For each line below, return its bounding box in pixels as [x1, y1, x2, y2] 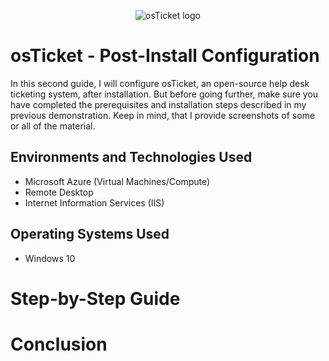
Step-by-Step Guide [10, 287, 181, 310]
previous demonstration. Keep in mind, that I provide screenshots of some [10, 109, 316, 121]
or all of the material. [10, 120, 96, 132]
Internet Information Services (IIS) [24, 196, 165, 209]
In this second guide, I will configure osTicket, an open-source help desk [10, 77, 310, 89]
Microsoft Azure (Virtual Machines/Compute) [24, 175, 211, 187]
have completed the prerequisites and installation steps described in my [10, 98, 307, 110]
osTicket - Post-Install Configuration [10, 45, 320, 67]
